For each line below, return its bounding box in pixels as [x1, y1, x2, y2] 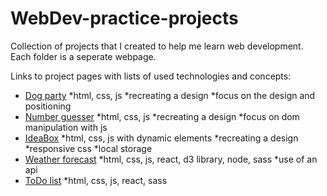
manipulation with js [24, 121, 108, 133]
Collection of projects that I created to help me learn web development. [10, 40, 304, 52]
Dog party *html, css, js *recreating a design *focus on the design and [24, 89, 316, 101]
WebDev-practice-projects [10, 7, 239, 30]
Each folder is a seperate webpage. [10, 50, 157, 62]
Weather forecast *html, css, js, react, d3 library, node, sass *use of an [24, 153, 318, 165]
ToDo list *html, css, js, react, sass [24, 174, 168, 186]
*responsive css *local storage [24, 142, 153, 154]
